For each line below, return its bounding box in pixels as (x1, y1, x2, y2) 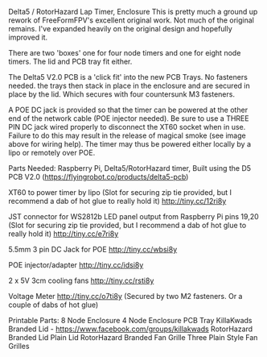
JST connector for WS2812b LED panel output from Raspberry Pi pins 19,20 (8, 212, 259, 221)
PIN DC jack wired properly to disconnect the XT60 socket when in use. (8, 122, 246, 131)
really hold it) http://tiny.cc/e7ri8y (8, 229, 119, 239)
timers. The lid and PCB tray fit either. (8, 56, 133, 66)
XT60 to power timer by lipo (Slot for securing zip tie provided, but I (8, 188, 232, 197)
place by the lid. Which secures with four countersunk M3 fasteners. (8, 89, 236, 99)
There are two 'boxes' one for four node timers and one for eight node (8, 48, 241, 57)
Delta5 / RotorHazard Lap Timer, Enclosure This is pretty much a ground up (8, 7, 258, 16)
